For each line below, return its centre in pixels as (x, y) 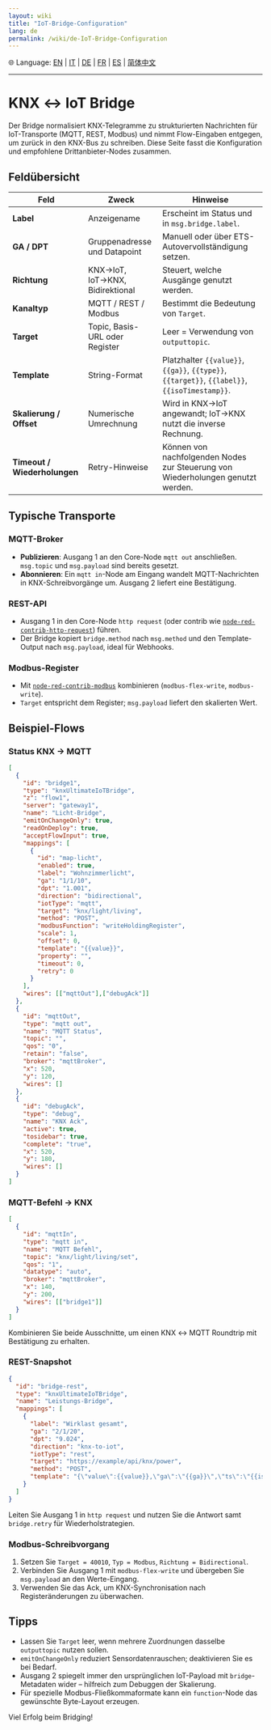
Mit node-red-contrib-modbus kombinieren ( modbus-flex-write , (123, 685)
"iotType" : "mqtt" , (70, 903)
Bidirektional (111, 290)
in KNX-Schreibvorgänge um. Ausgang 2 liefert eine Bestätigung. (128, 583)
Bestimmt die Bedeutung (209, 303)
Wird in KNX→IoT (195, 403)
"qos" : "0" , (43, 1046)
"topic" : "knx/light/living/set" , (81, 1257)
